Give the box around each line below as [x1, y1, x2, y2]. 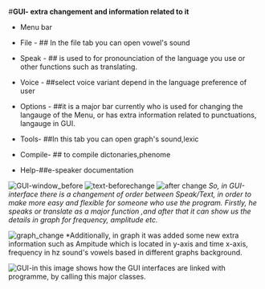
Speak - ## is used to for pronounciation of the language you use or [19, 54, 246, 63]
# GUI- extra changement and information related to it [8, 7, 190, 16]
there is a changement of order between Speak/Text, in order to [39, 189, 251, 199]
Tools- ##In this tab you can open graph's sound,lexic [19, 134, 199, 144]
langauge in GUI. [19, 119, 75, 128]
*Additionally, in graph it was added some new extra [65, 230, 239, 240]
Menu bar [19, 22, 52, 31]
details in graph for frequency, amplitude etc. [8, 215, 158, 224]
